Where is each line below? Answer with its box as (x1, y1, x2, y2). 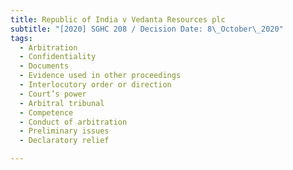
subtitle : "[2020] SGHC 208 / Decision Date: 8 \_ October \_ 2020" (10, 24, 284, 34)
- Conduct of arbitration (19, 117, 128, 127)
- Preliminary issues (19, 126, 110, 136)
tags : (10, 33, 33, 43)
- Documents (19, 61, 70, 71)
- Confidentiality (19, 52, 97, 62)
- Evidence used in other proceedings (19, 71, 182, 81)
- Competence (19, 107, 74, 118)
